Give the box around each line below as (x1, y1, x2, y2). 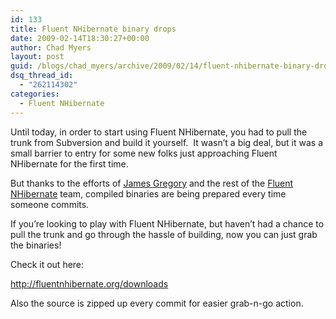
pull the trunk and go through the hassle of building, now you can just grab (10, 228, 318, 240)
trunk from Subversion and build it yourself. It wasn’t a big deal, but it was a (10, 136, 323, 148)
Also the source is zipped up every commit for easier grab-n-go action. (10, 297, 304, 309)
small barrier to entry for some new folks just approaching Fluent (10, 147, 278, 159)
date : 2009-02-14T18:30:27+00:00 (10, 33, 150, 43)
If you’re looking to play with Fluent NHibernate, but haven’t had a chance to (10, 217, 325, 230)
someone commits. (10, 198, 90, 210)
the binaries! (10, 239, 62, 251)
